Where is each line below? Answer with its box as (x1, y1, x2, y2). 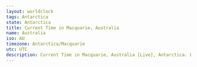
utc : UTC (6, 47, 28, 52)
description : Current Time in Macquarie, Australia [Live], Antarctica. (6, 52, 188, 58)
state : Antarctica (6, 19, 51, 25)
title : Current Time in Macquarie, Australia (6, 24, 119, 31)
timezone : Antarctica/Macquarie (6, 41, 85, 47)
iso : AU (6, 36, 25, 41)
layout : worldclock (6, 8, 54, 15)
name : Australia (6, 30, 46, 36)
